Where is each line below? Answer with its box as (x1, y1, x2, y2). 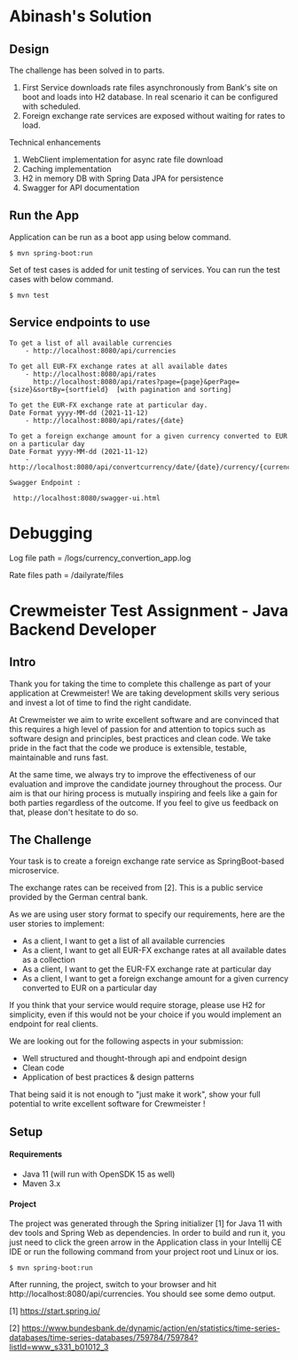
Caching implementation (21, 164, 112, 174)
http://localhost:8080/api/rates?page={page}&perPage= (32, 377, 240, 387)
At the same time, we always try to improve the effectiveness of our (9, 769, 256, 779)
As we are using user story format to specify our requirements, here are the (9, 909, 286, 919)
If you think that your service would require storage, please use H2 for (9, 1000, 266, 1011)
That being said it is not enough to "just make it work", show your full (9, 1089, 261, 1100)
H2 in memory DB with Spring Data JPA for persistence (21, 173, 224, 184)
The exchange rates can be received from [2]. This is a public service (9, 882, 263, 893)
